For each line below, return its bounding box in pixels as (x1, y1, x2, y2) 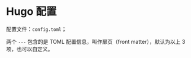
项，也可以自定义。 (6, 45, 53, 53)
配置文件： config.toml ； (6, 25, 67, 33)
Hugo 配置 (6, 5, 57, 18)
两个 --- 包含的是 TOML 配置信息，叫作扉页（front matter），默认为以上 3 (6, 38, 186, 45)
